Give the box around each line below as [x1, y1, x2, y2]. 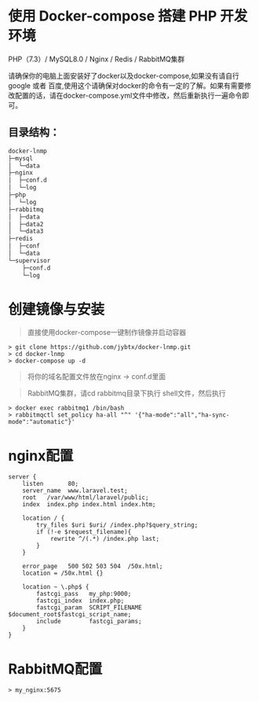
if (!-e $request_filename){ [36, 528, 132, 536]
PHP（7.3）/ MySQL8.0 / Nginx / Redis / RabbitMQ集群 [8, 54, 185, 64]
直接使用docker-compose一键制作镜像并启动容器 [27, 328, 187, 337]
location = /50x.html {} [22, 569, 104, 578]
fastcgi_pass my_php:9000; [36, 590, 132, 598]
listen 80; [22, 480, 79, 488]
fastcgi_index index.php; [36, 597, 125, 605]
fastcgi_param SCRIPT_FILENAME [36, 604, 143, 612]
